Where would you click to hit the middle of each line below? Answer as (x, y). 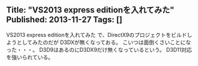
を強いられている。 (30, 57)
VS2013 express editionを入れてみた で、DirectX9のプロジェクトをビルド (97, 34)
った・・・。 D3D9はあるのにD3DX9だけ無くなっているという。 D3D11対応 (99, 49)
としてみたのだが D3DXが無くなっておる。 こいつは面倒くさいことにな (104, 42)
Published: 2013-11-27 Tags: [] (64, 20)
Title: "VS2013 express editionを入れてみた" (90, 10)
